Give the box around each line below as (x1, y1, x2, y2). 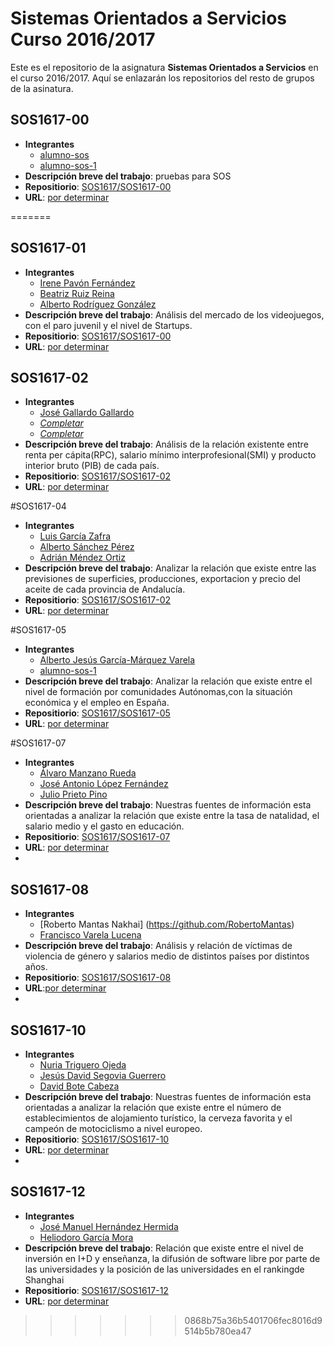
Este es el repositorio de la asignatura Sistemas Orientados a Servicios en (10, 61, 319, 73)
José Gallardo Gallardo (39, 407, 135, 419)
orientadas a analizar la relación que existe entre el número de (24, 1102, 282, 1113)
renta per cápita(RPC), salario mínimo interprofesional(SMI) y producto (24, 449, 317, 461)
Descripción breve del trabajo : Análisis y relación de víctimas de (24, 940, 293, 952)
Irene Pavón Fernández (39, 277, 136, 289)
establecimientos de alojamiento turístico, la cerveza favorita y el (24, 1112, 293, 1124)
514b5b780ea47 (184, 1325, 252, 1337)
